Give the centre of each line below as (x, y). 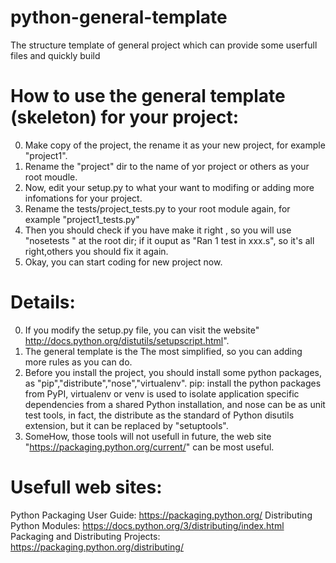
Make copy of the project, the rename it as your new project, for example (175, 145)
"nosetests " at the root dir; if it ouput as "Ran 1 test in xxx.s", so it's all (169, 240)
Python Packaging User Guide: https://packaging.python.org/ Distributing (161, 515)
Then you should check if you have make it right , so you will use (158, 230)
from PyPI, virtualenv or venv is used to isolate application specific (162, 393)
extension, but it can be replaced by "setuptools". (126, 425)
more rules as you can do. (78, 362)
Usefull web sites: (86, 487)
